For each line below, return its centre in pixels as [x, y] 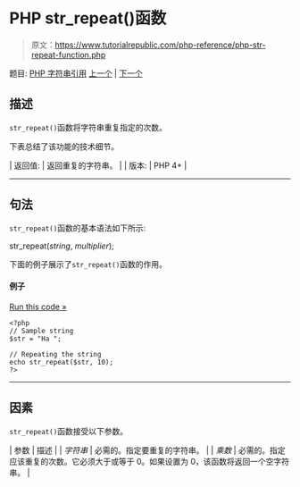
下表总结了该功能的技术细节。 [64, 146]
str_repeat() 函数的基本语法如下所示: [77, 228]
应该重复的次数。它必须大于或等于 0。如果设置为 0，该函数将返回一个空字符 [150, 461]
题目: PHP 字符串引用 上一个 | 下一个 [76, 73]
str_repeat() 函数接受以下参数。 [68, 431]
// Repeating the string [55, 354]
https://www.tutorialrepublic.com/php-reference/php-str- [160, 45]
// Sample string [42, 331]
